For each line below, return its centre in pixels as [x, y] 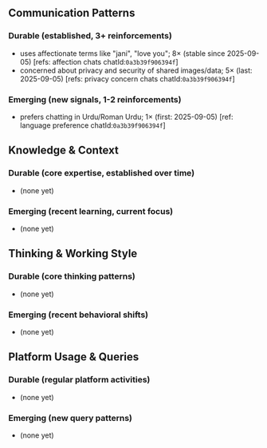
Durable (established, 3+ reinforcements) [90, 36]
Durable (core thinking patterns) [72, 276]
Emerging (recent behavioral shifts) [79, 315]
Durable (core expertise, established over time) [102, 173]
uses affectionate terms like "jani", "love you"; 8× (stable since [122, 53]
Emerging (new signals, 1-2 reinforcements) [95, 99]
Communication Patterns [72, 13]
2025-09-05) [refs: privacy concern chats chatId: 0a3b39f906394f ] [127, 78]
